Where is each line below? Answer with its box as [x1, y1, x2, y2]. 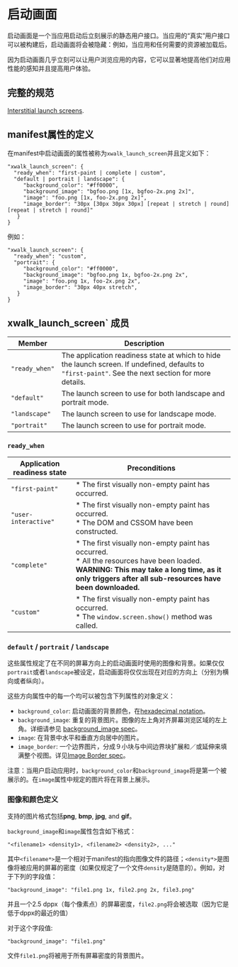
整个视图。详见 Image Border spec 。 [23, 750, 130, 760]
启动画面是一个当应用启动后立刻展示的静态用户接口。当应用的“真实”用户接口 [7, 31, 230, 40]
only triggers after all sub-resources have [75, 573, 221, 583]
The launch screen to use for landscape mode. [61, 409, 217, 419]
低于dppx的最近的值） [7, 909, 72, 917]
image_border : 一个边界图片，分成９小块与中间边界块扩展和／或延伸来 [17, 742, 221, 750]
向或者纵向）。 [7, 676, 48, 685]
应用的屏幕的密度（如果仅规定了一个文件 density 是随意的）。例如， [25, 863, 220, 872]
